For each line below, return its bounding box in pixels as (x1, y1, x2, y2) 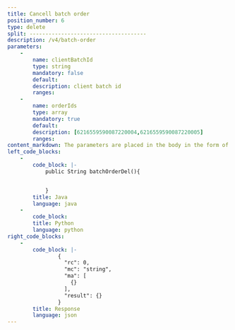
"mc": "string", (64, 266, 112, 273)
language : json (32, 312, 78, 319)
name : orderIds (32, 102, 78, 110)
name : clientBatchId (32, 57, 93, 64)
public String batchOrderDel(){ (44, 167, 140, 175)
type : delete (7, 23, 46, 30)
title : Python (32, 220, 74, 227)
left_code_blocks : (7, 148, 61, 155)
